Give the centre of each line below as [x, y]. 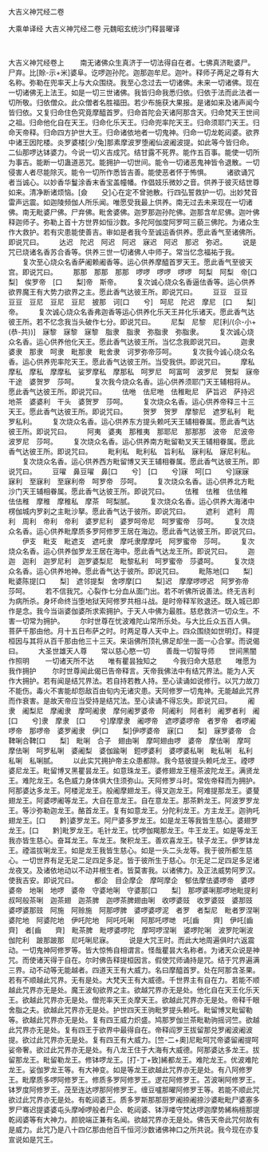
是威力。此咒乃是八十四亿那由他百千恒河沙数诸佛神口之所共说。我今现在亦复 [134, 1130]
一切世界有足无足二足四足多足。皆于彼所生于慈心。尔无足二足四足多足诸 [141, 860]
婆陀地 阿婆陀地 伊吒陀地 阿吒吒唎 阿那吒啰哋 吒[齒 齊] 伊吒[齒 [131, 920]
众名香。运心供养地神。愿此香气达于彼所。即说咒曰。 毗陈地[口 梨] [131, 571]
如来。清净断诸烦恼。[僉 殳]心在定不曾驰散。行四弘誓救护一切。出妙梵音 [133, 192]
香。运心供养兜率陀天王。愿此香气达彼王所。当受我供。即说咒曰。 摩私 [132, 362]
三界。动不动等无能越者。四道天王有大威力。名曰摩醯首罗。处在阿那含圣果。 [134, 970]
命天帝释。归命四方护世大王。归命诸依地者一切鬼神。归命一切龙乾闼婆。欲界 [134, 132]
